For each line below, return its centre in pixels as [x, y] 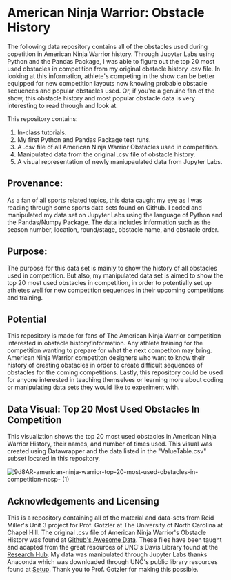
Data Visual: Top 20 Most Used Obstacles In [103, 409]
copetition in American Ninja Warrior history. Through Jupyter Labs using [111, 54]
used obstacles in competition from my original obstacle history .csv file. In [114, 69]
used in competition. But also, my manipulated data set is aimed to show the [115, 275]
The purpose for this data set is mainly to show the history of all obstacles [112, 268]
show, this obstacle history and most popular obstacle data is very [101, 98]
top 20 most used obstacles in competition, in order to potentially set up [109, 282]
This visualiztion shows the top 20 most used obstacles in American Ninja [112, 437]
